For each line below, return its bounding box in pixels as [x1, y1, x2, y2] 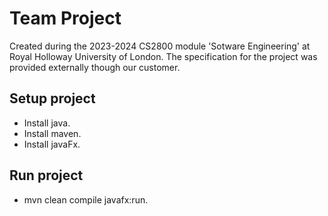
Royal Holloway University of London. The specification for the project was [9, 50, 318, 62]
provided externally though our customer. [9, 61, 181, 73]
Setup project [9, 90, 96, 107]
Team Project [9, 7, 122, 30]
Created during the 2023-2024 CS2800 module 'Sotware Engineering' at [9, 40, 311, 52]
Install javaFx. [23, 138, 81, 150]
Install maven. [23, 127, 82, 139]
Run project [9, 167, 84, 184]
